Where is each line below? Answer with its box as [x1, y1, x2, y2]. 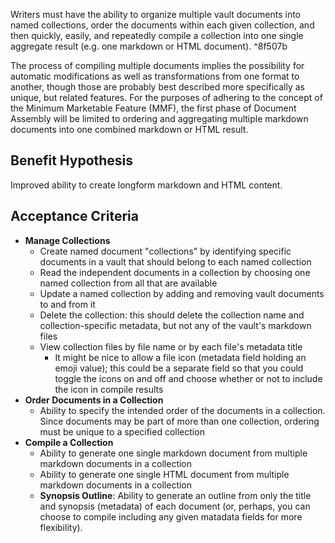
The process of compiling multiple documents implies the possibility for [10, 60, 305, 71]
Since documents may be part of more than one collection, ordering [39, 415, 320, 427]
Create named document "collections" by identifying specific [39, 245, 292, 257]
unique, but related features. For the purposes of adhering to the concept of [10, 92, 323, 103]
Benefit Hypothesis [10, 152, 134, 169]
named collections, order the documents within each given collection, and [10, 19, 315, 31]
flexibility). [39, 521, 83, 533]
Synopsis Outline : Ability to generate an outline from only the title [39, 489, 312, 501]
